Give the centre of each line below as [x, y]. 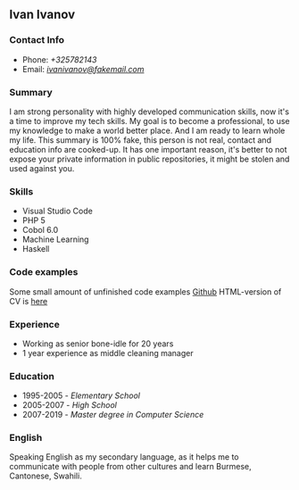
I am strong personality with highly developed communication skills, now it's [149, 112]
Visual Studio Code [58, 211]
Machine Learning [55, 239]
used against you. [42, 168]
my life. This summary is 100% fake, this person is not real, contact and [141, 140]
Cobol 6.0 [40, 230]
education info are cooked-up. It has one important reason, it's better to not [148, 149]
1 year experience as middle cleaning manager [108, 353]
